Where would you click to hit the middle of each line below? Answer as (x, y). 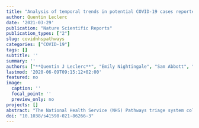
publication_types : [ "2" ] (38, 34)
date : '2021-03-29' (30, 22)
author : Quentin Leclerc (37, 17)
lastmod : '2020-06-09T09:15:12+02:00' (54, 72)
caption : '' (26, 88)
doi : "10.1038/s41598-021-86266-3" (50, 116)
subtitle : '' (22, 55)
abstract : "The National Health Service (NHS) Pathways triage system (95, 110)
